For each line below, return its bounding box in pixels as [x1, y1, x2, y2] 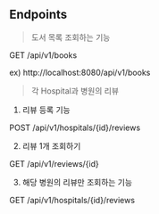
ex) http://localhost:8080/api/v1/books [9, 67, 151, 78]
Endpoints [9, 7, 68, 22]
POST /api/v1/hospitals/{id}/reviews [9, 122, 141, 133]
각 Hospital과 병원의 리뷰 [30, 85, 119, 96]
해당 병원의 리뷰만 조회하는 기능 [21, 177, 132, 187]
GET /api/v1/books [9, 49, 78, 61]
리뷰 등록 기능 [21, 104, 71, 115]
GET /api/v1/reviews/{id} [9, 158, 100, 169]
